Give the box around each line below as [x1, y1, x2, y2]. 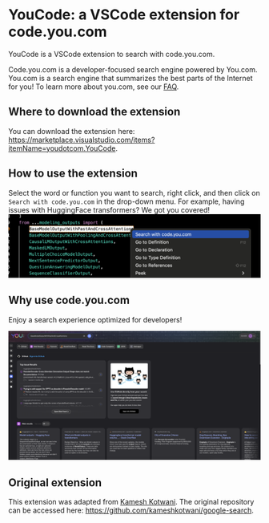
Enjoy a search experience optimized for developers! [8, 314, 183, 324]
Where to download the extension [8, 105, 181, 119]
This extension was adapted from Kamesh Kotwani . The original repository [8, 497, 255, 507]
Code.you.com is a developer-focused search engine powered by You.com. [8, 64, 258, 74]
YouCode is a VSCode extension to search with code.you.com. [8, 49, 215, 59]
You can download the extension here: [8, 126, 135, 136]
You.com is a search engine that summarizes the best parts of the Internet [8, 73, 253, 83]
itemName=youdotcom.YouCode [8, 143, 116, 153]
